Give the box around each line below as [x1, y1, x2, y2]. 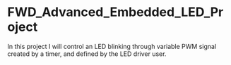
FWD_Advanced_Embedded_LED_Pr [7, 4, 224, 20]
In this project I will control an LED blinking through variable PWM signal [7, 42, 217, 50]
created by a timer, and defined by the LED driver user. [7, 50, 167, 58]
